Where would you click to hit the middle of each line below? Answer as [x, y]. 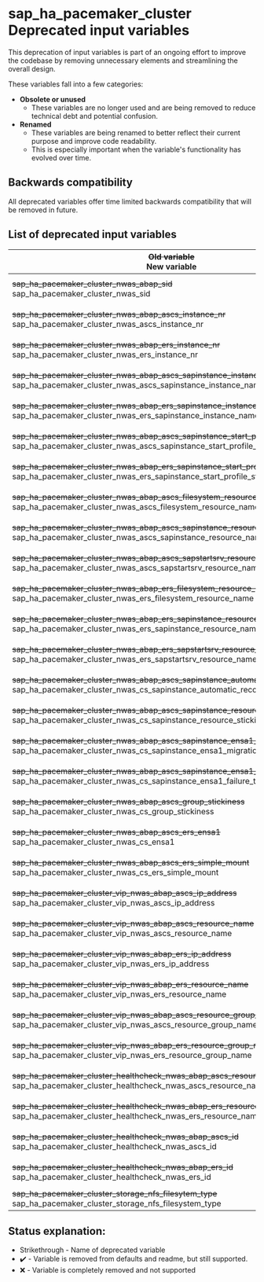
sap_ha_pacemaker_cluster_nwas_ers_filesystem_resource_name [133, 598]
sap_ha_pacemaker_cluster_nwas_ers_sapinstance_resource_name [136, 628]
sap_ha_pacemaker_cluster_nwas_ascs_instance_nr [108, 324]
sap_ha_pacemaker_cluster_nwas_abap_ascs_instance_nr [119, 314]
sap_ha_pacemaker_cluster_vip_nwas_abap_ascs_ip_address [125, 893]
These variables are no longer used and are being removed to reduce [143, 108]
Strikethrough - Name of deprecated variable [92, 1250]
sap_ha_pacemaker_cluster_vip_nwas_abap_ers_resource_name [130, 984]
